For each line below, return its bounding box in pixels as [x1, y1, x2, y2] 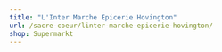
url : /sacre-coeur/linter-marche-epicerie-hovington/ [9, 21, 214, 30]
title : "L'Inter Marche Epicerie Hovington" [9, 12, 177, 22]
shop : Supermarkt [9, 29, 74, 38]
